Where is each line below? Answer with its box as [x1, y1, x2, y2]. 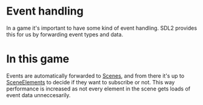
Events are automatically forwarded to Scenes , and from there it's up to [6, 72, 185, 80]
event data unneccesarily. [6, 91, 71, 98]
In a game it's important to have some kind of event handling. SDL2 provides [6, 24, 198, 32]
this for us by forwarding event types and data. [6, 30, 124, 38]
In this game [6, 52, 70, 66]
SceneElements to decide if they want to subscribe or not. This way [6, 78, 175, 86]
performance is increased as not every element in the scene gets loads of [6, 85, 191, 92]
